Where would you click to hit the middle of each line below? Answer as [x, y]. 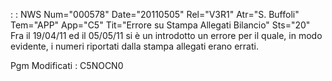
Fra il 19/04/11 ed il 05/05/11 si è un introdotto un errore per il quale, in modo [166, 35]
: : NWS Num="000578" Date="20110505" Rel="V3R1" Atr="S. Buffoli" [155, 14]
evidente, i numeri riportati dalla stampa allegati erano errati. [134, 46]
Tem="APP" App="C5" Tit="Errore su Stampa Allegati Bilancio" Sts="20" [160, 25]
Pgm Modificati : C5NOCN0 [67, 65]
